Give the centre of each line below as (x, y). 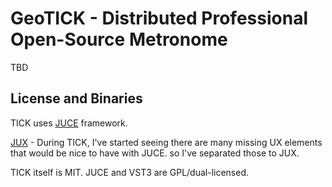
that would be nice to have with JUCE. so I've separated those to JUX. (155, 153)
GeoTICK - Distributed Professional (159, 18)
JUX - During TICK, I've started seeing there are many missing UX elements (166, 142)
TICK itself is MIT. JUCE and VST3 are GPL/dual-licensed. (130, 172)
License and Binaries (76, 98)
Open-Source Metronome (119, 39)
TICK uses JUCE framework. (69, 123)
